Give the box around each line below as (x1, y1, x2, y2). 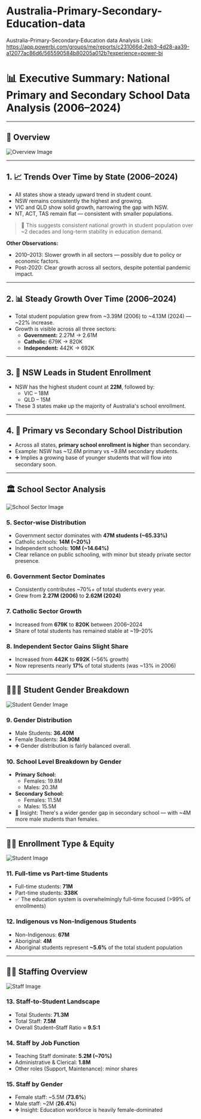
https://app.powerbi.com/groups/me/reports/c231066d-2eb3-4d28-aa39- (6, 43, 190, 50)
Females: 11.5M (23, 796, 62, 803)
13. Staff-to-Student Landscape (6, 997, 100, 1006)
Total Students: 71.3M (14, 1011, 69, 1018)
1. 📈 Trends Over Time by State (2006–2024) (6, 172, 178, 182)
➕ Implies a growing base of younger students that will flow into (14, 454, 172, 461)
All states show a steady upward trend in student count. (14, 190, 153, 198)
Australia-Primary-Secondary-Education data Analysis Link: (6, 37, 153, 44)
